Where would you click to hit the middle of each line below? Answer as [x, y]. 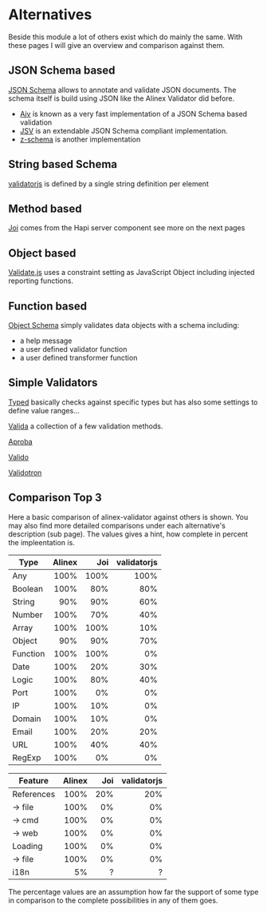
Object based [42, 253]
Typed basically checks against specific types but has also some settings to [133, 402]
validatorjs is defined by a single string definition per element [108, 183]
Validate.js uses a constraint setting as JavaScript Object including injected [132, 273]
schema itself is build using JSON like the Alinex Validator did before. [122, 98]
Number [27, 615]
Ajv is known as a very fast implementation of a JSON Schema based [133, 114]
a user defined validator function [73, 349]
